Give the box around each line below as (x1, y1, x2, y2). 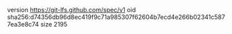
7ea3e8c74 (7, 20, 39, 28)
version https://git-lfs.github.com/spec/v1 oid (7, 6, 136, 14)
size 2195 (40, 20, 68, 28)
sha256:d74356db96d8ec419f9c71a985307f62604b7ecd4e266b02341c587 (7, 13, 226, 21)
